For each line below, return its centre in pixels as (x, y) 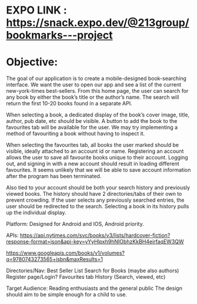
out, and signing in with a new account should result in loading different (93, 164)
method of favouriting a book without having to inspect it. (76, 133)
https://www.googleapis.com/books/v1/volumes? (66, 253)
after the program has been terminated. (54, 176)
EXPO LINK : (37, 10)
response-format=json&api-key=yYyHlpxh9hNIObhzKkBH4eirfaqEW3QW (95, 242)
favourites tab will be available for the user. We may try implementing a (92, 128)
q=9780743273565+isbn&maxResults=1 (54, 259)
